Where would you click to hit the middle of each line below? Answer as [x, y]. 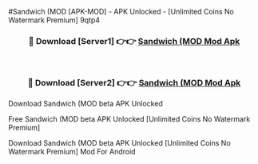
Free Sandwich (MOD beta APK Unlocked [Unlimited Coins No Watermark [129, 118]
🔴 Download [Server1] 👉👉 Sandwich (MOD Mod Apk [134, 41]
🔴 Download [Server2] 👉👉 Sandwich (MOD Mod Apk [134, 83]
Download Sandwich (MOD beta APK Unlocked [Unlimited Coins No [120, 142]
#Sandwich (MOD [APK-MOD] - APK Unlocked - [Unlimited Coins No [121, 12]
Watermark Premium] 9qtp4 [54, 20]
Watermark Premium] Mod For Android [72, 151]
